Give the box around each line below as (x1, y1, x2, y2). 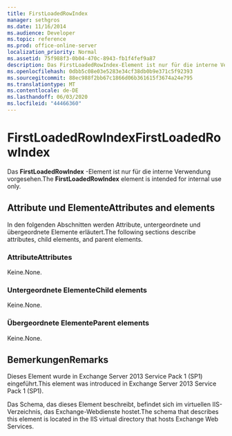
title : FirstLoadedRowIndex (7, 10, 88, 17)
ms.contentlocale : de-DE (7, 87, 79, 94)
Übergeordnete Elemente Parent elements (7, 319, 150, 328)
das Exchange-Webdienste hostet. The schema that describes (43, 408, 219, 416)
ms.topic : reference (7, 36, 67, 43)
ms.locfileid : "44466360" (7, 100, 81, 107)
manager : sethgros (7, 17, 60, 23)
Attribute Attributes (7, 252, 72, 262)
